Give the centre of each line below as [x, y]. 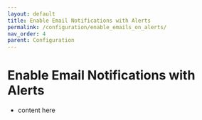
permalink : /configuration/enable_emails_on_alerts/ [87, 27]
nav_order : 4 [27, 34]
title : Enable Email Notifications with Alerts [79, 21]
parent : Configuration [41, 40]
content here [36, 110]
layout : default [31, 14]
